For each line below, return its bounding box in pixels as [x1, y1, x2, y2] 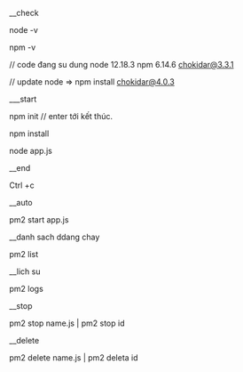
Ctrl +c [9, 180, 35, 190]
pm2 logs [9, 284, 44, 294]
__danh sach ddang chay [9, 231, 100, 242]
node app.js [9, 146, 53, 156]
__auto [9, 198, 33, 207]
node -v [9, 25, 38, 35]
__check [9, 8, 39, 18]
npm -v [9, 42, 36, 53]
